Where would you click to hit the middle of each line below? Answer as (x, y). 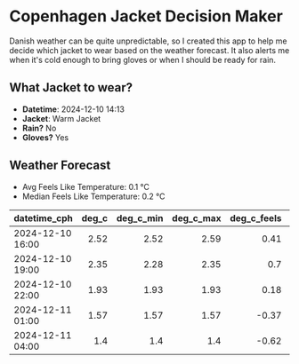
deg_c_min (140, 218)
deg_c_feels (256, 218)
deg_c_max (197, 218)
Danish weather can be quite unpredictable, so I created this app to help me (148, 41)
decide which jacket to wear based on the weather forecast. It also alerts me (149, 50)
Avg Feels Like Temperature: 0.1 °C (85, 186)
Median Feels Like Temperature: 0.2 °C (93, 196)
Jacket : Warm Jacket (61, 118)
